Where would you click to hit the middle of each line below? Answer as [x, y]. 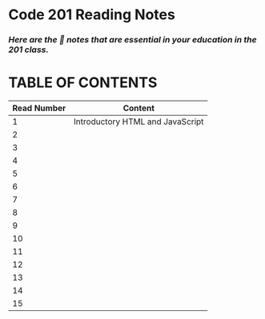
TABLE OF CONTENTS [83, 83]
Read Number [39, 108]
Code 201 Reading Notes [92, 15]
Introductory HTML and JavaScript [139, 122]
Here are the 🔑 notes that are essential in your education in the [133, 40]
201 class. [29, 50]
